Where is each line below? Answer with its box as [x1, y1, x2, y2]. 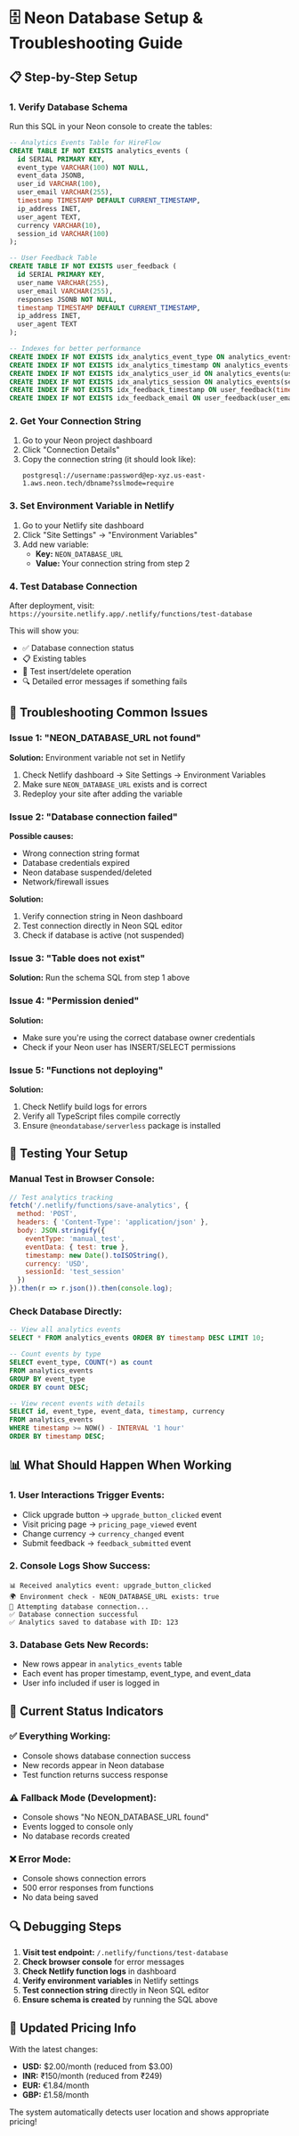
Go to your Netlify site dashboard [21, 519, 144, 531]
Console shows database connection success [21, 1750, 191, 1761]
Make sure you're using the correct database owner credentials [21, 1031, 255, 1043]
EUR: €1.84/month [21, 2080, 90, 2091]
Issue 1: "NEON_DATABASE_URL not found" [9, 732, 202, 745]
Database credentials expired [21, 858, 131, 868]
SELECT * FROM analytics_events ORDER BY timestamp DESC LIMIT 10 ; [9, 1333, 265, 1342]
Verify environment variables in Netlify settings [21, 1976, 199, 1986]
